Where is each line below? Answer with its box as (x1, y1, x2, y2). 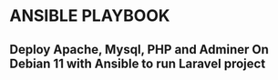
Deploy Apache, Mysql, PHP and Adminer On (9, 42, 269, 57)
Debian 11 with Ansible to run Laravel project (9, 55, 266, 71)
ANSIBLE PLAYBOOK (9, 5, 170, 26)
